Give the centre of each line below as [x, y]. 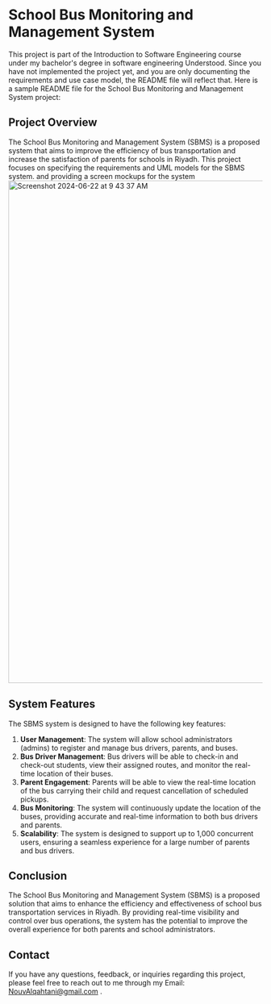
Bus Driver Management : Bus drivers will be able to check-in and [129, 756]
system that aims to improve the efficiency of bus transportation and [122, 150]
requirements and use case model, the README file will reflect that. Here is [133, 80]
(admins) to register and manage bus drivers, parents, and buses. [129, 748]
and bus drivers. [47, 850]
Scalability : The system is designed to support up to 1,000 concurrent [137, 833]
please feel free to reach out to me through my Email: [97, 983]
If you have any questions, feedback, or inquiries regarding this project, [127, 974]
